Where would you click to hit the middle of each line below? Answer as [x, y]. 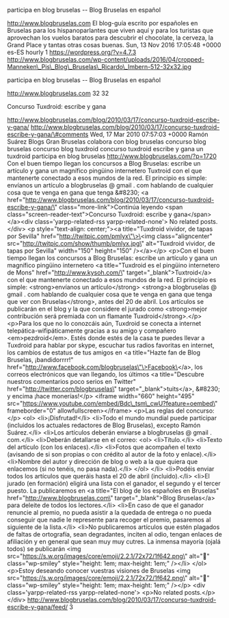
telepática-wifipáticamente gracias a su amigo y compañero [92, 331]
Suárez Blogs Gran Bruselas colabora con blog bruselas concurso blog [107, 142]
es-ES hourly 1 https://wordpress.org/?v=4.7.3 [72, 52]
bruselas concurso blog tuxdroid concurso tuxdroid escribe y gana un [105, 149]
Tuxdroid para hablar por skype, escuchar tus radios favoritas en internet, [111, 345]
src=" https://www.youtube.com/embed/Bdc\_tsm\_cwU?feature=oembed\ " [112, 403]
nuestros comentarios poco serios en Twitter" [72, 382]
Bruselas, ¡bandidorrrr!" [40, 360]
